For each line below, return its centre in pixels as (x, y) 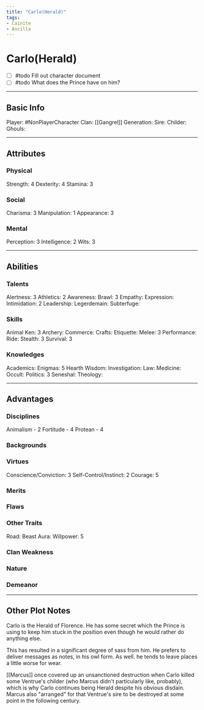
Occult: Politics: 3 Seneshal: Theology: (55, 374)
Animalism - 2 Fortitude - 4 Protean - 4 (55, 430)
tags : (13, 18)
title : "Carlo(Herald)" (36, 12)
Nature (17, 568)
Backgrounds (26, 445)
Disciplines (23, 416)
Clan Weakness (30, 552)
